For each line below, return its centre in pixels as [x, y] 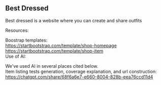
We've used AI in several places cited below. [52, 66]
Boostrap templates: [26, 40]
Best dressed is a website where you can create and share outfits [74, 20]
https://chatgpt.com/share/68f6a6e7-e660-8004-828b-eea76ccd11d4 [79, 77]
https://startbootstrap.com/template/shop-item [54, 51]
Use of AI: [16, 56]
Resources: [17, 30]
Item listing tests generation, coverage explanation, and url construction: [81, 71]
